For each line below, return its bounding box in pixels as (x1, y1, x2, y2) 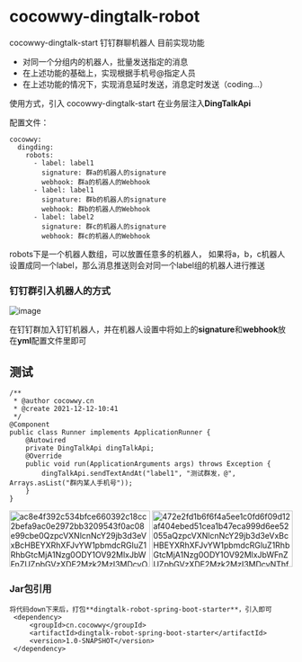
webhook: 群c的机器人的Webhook (41, 231, 151, 240)
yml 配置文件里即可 (17, 335, 87, 346)
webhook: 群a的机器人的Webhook (41, 177, 151, 186)
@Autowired (25, 436, 67, 445)
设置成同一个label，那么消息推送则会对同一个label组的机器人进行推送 (9, 259, 265, 271)
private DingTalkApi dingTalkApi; (25, 443, 155, 453)
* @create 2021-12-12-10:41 (13, 405, 119, 414)
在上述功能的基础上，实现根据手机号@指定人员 (22, 67, 196, 78)
